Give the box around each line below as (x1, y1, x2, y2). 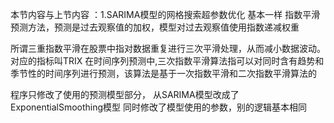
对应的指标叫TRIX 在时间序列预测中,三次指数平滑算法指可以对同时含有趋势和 (10, 55, 325, 67)
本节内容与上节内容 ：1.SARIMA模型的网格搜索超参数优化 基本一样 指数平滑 (10, 9, 321, 20)
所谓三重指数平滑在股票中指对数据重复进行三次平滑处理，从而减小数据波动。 (10, 43, 326, 54)
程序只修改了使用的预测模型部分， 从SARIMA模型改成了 (10, 89, 240, 100)
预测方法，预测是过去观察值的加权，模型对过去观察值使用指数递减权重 (10, 21, 300, 33)
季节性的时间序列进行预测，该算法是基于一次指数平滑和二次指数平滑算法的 (10, 68, 317, 79)
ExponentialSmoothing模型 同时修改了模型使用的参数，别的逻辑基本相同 (10, 101, 308, 113)
